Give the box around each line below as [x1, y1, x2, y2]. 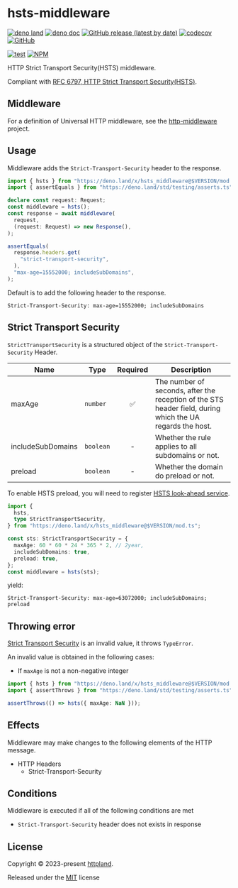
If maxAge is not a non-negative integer [17, 667, 129, 675]
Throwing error [7, 620, 76, 632]
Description [171, 364, 212, 374]
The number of [154, 376, 205, 386]
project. [7, 124, 30, 133]
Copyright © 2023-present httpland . [7, 860, 113, 868]
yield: [7, 581, 23, 590]
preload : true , [13, 555, 59, 562]
